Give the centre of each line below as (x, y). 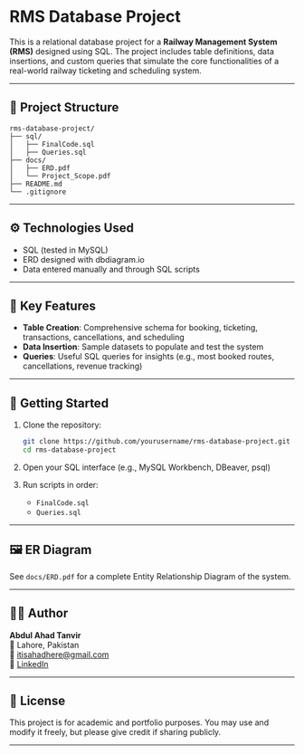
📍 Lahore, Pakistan (44, 645)
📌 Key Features (53, 306)
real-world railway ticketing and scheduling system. (105, 71)
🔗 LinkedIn (29, 664)
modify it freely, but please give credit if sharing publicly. (115, 732)
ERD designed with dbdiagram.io (83, 259)
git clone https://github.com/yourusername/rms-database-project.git (157, 442)
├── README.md (36, 184)
